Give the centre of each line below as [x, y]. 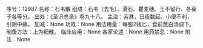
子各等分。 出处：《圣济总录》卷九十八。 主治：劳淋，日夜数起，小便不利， [99, 16]
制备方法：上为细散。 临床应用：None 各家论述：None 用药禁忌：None [95, 32]
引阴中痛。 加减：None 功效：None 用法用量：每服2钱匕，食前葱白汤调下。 [101, 24]
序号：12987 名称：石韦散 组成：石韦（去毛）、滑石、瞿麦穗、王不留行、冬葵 [101, 9]
